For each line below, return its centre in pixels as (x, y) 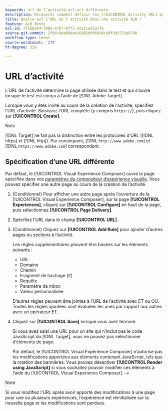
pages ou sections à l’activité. (43, 235)
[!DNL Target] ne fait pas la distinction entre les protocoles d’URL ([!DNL (79, 135)
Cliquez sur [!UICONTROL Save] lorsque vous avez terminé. (74, 322)
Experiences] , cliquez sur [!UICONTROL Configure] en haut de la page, (87, 205)
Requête (28, 281)
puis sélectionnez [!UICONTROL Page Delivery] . (62, 210)
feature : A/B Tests (25, 24)
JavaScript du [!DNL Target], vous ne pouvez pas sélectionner (76, 337)
